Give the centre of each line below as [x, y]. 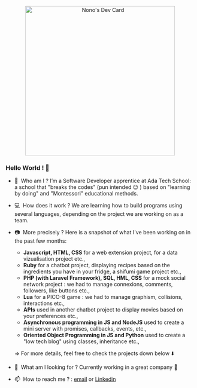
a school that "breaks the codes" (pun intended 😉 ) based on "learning [102, 187]
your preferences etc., [51, 316]
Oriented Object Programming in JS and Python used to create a [104, 335]
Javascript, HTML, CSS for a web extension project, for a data [100, 253]
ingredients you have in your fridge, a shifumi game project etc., [102, 271]
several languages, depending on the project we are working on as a [99, 214]
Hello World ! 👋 [28, 167]
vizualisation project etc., [54, 259]
